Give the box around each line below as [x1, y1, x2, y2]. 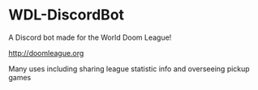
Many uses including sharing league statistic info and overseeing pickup [8, 63, 250, 74]
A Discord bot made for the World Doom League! [8, 32, 172, 42]
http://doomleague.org [8, 48, 84, 58]
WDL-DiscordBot [8, 6, 124, 24]
